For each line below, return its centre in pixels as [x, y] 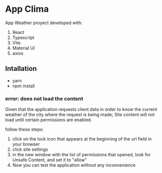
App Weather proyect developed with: [44, 23]
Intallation [21, 69]
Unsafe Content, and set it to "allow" [50, 160]
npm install [24, 86]
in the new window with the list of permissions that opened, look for [81, 155]
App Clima [27, 9]
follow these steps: [24, 130]
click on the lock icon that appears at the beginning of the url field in [82, 139]
